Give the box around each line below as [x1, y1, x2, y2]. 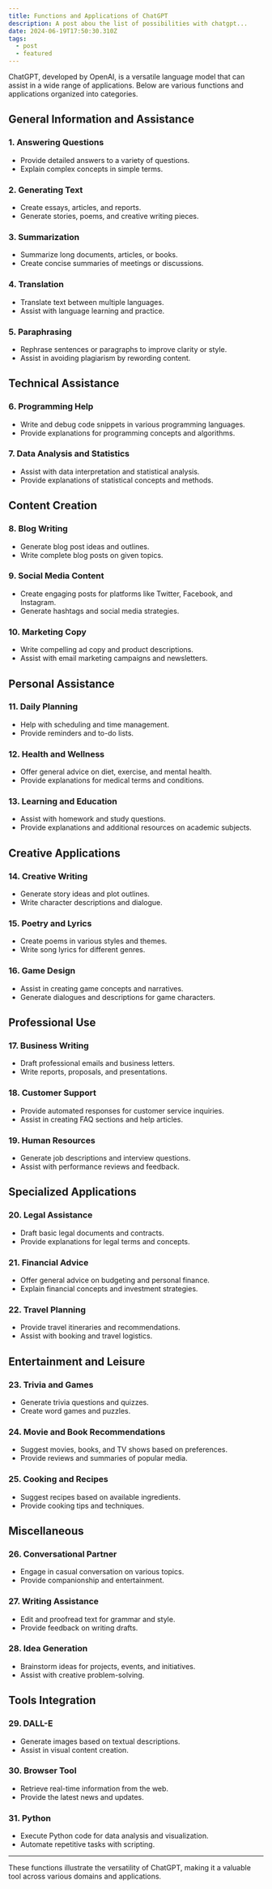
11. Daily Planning [8, 701, 79, 712]
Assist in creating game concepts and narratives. [19, 983, 184, 994]
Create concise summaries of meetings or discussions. [19, 259, 204, 268]
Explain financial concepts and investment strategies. [19, 1283, 198, 1294]
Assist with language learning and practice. [19, 306, 165, 316]
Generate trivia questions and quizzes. [19, 1397, 150, 1407]
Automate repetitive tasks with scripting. [19, 1840, 155, 1849]
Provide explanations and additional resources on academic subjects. [19, 822, 253, 832]
